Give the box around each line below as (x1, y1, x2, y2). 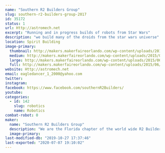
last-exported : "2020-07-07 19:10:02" (5, 140, 84, 146)
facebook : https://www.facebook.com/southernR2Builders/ (5, 85, 124, 90)
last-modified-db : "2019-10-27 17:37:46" (5, 136, 91, 141)
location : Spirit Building (5, 39, 60, 44)
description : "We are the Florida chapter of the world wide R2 (9, 126, 144, 131)
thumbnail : (9, 48, 32, 53)
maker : (5, 117, 19, 122)
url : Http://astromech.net (5, 26, 60, 31)
